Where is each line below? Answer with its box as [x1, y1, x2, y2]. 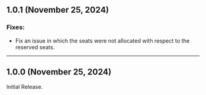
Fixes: [6, 23, 25, 32]
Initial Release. [6, 83, 43, 90]
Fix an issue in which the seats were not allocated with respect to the [15, 37, 190, 44]
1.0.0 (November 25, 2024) [6, 67, 112, 77]
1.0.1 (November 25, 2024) [6, 5, 109, 15]
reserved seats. [15, 43, 55, 51]
